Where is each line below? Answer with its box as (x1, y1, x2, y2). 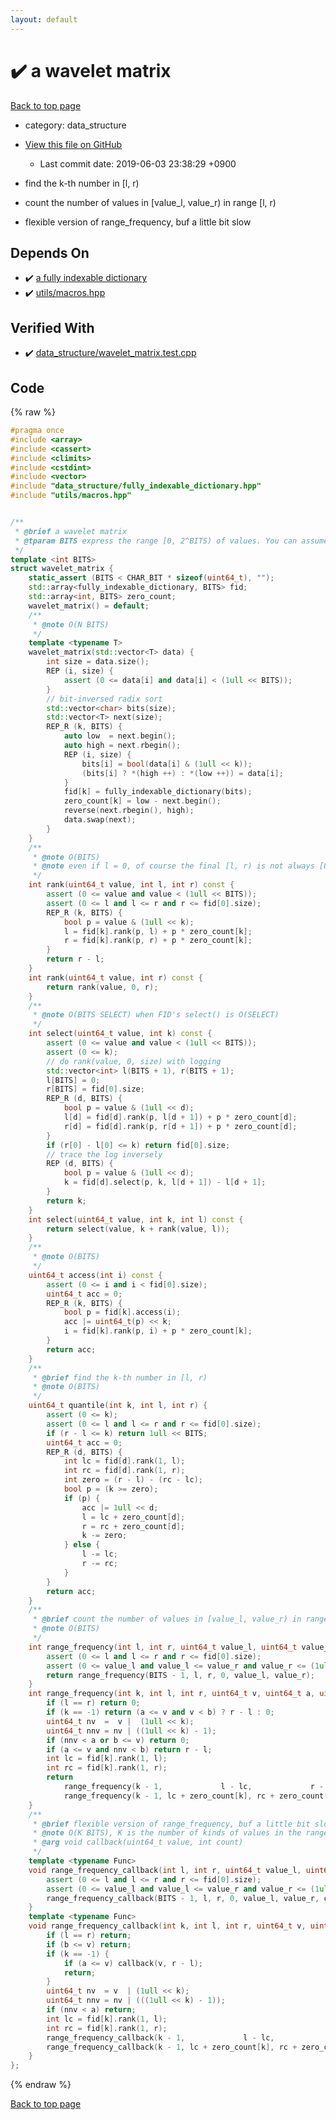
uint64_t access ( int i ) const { (28, 1270, 163, 1280)
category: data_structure (24, 119, 127, 131)
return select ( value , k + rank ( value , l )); (46, 1224, 230, 1234)
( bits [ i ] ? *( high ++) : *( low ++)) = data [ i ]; (81, 768, 284, 778)
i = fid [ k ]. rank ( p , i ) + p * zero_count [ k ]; (63, 1326, 253, 1336)
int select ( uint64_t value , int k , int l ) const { (28, 1214, 244, 1225)
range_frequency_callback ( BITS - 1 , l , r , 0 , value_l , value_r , (46, 1893, 320, 1903)
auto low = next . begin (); (63, 731, 177, 741)
